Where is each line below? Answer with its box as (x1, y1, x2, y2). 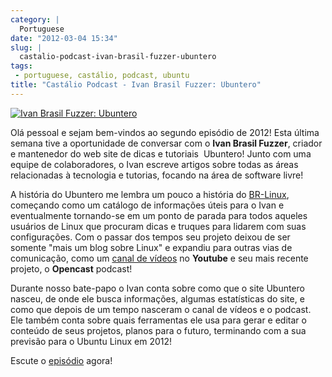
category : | (10, 14, 60, 25)
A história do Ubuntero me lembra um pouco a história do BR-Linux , (10, 188, 290, 200)
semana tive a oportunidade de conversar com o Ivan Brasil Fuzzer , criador (10, 137, 323, 149)
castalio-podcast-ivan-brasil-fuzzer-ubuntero (19, 52, 217, 62)
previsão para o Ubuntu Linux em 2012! (10, 335, 173, 347)
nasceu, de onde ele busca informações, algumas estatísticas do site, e (10, 292, 305, 305)
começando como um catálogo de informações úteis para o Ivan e (10, 199, 285, 211)
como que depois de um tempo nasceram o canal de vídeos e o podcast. (10, 303, 312, 315)
